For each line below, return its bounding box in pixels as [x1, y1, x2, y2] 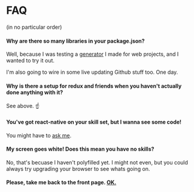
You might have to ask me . [6, 131, 72, 139]
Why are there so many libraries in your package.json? [6, 37, 145, 44]
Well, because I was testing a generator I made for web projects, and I [6, 50, 179, 58]
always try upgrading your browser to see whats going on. [6, 165, 150, 172]
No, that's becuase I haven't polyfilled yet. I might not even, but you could [6, 158, 189, 166]
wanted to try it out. [6, 57, 55, 64]
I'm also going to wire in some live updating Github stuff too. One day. [6, 68, 178, 76]
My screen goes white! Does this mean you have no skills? [6, 145, 154, 153]
